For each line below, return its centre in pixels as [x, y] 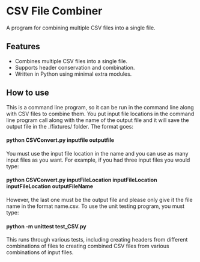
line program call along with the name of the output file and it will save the [98, 120]
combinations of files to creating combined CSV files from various [88, 246]
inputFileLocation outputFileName [50, 186]
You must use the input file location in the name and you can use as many [97, 153]
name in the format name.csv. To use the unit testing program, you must [95, 206]
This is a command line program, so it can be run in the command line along [100, 107]
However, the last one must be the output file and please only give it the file [100, 200]
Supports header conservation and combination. [75, 67]
